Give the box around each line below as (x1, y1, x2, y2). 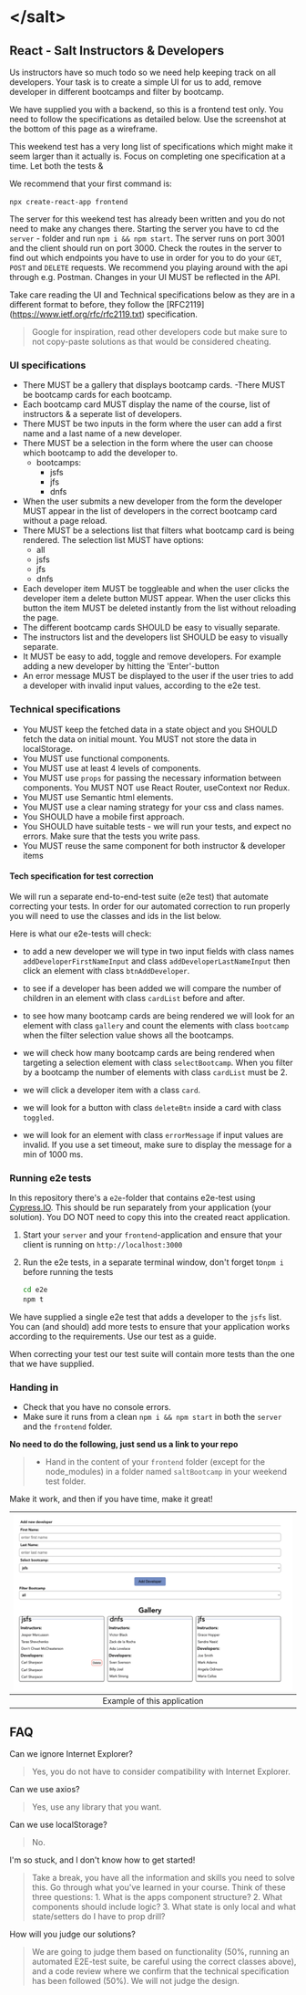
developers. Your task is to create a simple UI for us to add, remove (9, 77, 262, 88)
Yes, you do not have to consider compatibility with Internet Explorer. (31, 1766, 291, 1777)
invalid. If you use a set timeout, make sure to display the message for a (22, 1139, 292, 1150)
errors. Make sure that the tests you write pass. (22, 830, 200, 841)
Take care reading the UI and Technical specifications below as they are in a (9, 289, 296, 300)
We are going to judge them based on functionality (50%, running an (31, 1947, 290, 1958)
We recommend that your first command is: (9, 178, 173, 189)
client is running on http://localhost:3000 (22, 1239, 183, 1250)
